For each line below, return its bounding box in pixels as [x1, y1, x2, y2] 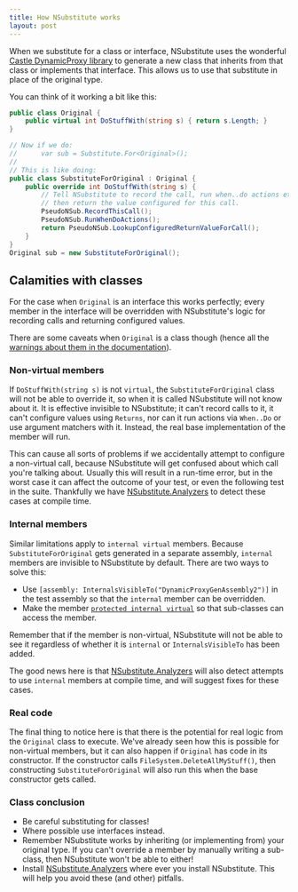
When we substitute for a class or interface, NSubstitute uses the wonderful [9, 45, 286, 56]
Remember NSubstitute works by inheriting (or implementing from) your [21, 835, 285, 846]
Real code [9, 706, 53, 719]
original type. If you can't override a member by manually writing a [21, 845, 266, 856]
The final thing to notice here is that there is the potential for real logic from [9, 727, 284, 737]
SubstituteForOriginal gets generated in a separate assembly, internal [9, 547, 273, 558]
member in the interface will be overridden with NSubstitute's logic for [9, 306, 266, 316]
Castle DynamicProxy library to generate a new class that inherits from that [9, 55, 284, 66]
